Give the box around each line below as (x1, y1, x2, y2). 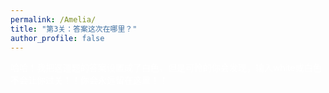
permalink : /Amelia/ (10, 14, 97, 25)
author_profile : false (10, 33, 105, 43)
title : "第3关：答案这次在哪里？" (10, 24, 138, 34)
